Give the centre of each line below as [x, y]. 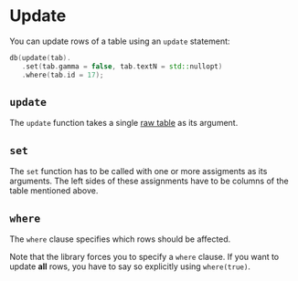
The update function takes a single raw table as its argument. [124, 123]
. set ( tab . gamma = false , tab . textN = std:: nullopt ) [122, 66]
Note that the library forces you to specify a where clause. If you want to [144, 257]
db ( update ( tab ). [40, 57]
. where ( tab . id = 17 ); [63, 75]
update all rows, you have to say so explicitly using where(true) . [130, 266]
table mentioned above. [54, 191]
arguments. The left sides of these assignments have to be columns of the [149, 181]
